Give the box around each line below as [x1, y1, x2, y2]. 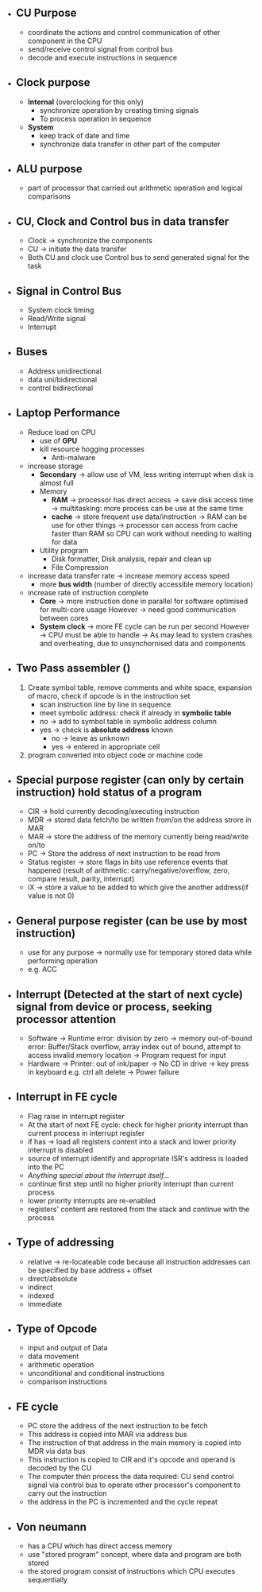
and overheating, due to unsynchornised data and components [39, 638, 246, 648]
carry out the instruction [27, 1489, 107, 1498]
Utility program [39, 545, 89, 555]
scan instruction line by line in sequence [39, 699, 171, 709]
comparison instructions [27, 1377, 107, 1386]
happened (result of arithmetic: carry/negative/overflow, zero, [27, 866, 230, 875]
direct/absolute [27, 1273, 78, 1283]
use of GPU [39, 436, 78, 445]
